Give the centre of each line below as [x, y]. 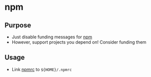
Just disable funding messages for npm [52, 37]
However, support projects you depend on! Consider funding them [79, 42]
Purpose [18, 25]
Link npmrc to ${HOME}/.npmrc [42, 69]
